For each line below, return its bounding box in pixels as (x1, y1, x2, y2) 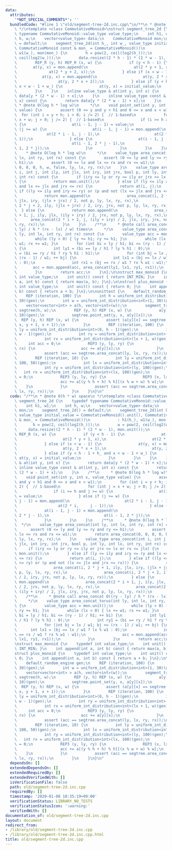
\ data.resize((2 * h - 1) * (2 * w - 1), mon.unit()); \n (14, 427, 150, 432)
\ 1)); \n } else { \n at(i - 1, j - (14, 136, 168, 141)
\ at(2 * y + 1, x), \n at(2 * (14, 436, 166, 441)
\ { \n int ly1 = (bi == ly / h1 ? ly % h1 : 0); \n (14, 246, 150, 251)
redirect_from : (5, 822, 38, 828)
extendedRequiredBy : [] (10, 770, 60, 775)
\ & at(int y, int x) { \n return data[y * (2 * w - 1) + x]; (14, 460, 164, 466)
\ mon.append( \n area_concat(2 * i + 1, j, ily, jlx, (14, 579, 166, 584)
